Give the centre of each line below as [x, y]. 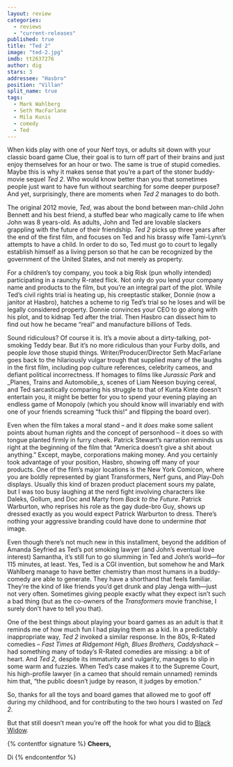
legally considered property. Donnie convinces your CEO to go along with [112, 309]
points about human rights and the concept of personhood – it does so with [115, 433]
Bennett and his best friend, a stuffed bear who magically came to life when [116, 215]
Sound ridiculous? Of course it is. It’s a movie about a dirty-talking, [103, 338]
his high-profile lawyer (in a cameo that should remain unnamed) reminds [112, 674]
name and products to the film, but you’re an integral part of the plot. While [114, 288]
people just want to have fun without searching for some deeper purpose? [114, 187]
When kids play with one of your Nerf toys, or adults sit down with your [109, 150]
